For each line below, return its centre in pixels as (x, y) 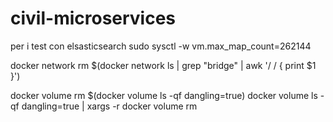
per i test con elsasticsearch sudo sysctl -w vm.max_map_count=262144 (161, 46)
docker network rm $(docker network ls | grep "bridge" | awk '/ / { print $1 (163, 65)
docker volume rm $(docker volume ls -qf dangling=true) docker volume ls (164, 95)
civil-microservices (93, 18)
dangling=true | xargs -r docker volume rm (109, 106)
